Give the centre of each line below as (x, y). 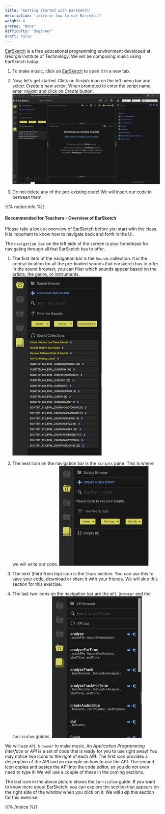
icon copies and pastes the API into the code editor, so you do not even (77, 767)
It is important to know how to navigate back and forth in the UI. (69, 234)
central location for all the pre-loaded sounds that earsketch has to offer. (86, 264)
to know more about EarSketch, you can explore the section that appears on (82, 787)
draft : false (18, 36)
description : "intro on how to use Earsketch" (54, 16)
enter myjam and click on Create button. (53, 91)
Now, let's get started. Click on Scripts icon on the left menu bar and (81, 81)
